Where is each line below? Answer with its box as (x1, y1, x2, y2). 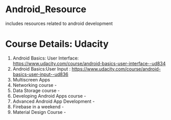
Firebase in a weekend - (12, 103, 64, 110)
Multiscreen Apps (12, 76, 50, 82)
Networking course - (12, 82, 57, 88)
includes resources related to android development (5, 20, 113, 26)
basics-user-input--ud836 (12, 71, 69, 77)
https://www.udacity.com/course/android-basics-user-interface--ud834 (12, 60, 166, 67)
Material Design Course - (12, 109, 66, 115)
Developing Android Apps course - (12, 93, 86, 99)
